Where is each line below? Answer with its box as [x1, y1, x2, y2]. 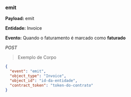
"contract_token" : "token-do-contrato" [10, 82, 94, 88]
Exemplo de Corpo [17, 54, 57, 60]
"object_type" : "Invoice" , [10, 73, 67, 79]
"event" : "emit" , [10, 69, 46, 74]
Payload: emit [5, 16, 34, 22]
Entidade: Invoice [5, 25, 42, 31]
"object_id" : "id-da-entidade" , [10, 78, 78, 83]
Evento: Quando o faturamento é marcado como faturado [5, 35, 126, 41]
